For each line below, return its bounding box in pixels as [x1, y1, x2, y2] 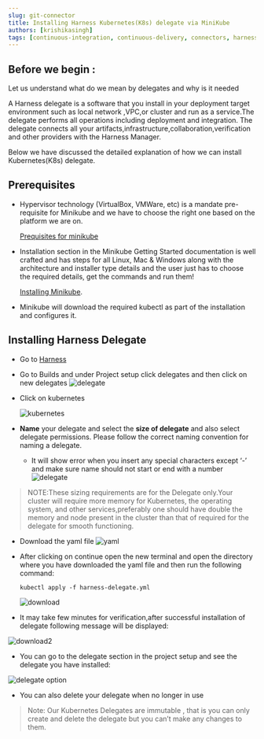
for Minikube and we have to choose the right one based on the [49, 208, 255, 217]
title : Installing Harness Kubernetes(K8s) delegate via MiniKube [8, 19, 230, 27]
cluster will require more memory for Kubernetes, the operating [27, 496, 233, 505]
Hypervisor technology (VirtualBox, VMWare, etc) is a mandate [19, 199, 223, 209]
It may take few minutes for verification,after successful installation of [19, 612, 246, 622]
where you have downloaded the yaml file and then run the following [19, 560, 242, 569]
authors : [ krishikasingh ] [8, 26, 93, 34]
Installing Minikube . [19, 286, 83, 296]
